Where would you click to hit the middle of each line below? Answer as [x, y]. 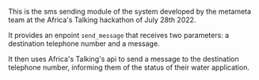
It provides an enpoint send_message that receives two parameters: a [119, 35]
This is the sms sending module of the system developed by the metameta [130, 11]
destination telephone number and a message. [84, 44]
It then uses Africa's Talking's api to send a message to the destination [124, 59]
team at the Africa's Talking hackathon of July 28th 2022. [102, 20]
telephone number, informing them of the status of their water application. [129, 67]
